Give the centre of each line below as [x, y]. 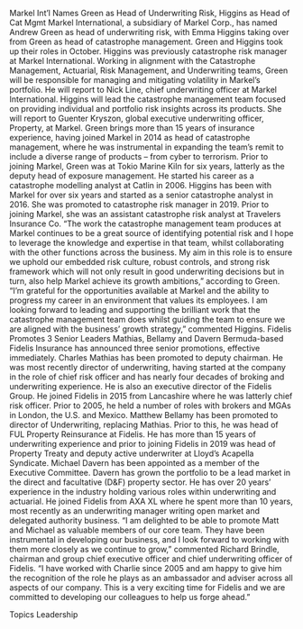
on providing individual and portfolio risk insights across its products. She [146, 109]
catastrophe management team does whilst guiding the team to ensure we [147, 319]
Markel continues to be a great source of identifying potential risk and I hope [151, 233]
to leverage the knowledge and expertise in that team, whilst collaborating [147, 243]
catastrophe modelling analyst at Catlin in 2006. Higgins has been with [141, 185]
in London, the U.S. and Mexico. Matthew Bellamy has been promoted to [144, 415]
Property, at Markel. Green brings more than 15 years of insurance [132, 128]
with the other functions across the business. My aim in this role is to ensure [151, 252]
